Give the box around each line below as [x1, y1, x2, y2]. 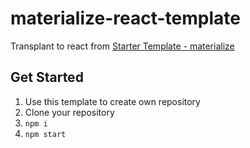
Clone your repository [24, 106, 115, 118]
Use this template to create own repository [24, 95, 201, 107]
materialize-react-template [10, 7, 241, 30]
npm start [24, 129, 67, 139]
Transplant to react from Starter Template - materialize [10, 40, 235, 52]
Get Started [10, 69, 84, 86]
